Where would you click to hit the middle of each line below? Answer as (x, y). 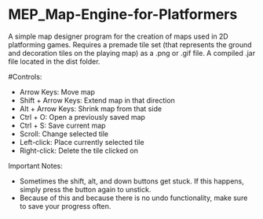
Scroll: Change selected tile (64, 134)
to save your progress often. (65, 206)
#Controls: (25, 76)
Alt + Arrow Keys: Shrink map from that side (91, 109)
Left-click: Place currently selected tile (82, 142)
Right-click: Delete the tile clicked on (79, 150)
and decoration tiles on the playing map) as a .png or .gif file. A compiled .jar (132, 53)
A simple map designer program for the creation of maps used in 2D (119, 36)
